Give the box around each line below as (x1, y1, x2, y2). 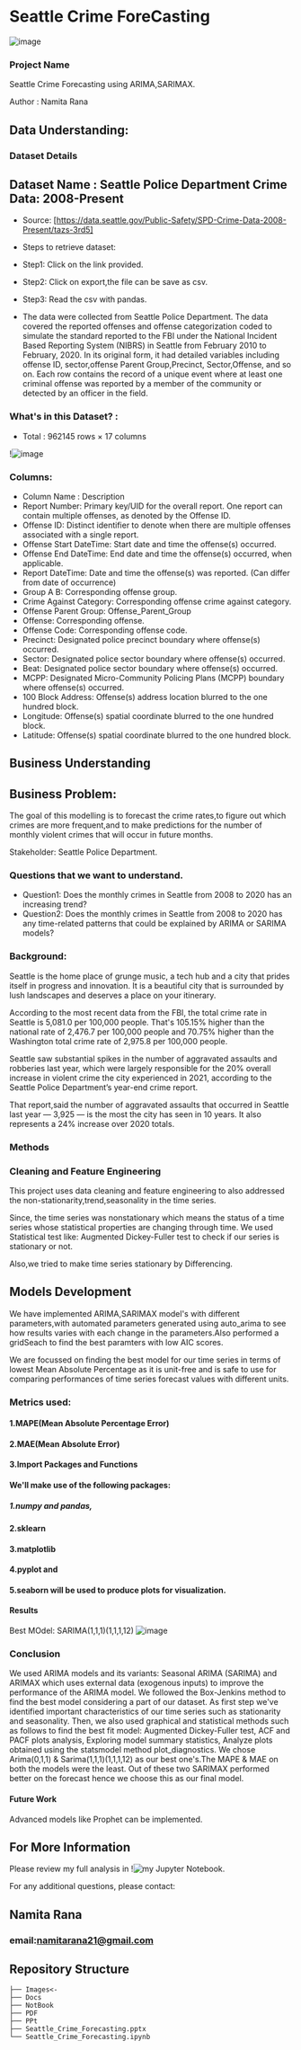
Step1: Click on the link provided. (22, 259, 144, 271)
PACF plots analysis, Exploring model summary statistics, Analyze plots (9, 1735, 273, 1745)
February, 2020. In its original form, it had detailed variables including (22, 350, 280, 360)
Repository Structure (9, 1962, 130, 1977)
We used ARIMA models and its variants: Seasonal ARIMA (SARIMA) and (9, 1668, 278, 1679)
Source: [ (22, 215, 57, 226)
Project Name (9, 58, 70, 71)
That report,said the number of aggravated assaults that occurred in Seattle (9, 1099, 289, 1110)
